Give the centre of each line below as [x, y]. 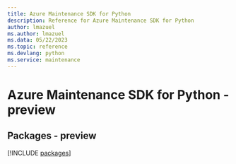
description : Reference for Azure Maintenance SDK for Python [101, 20]
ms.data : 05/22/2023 [38, 40]
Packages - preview [52, 136]
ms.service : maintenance [44, 60]
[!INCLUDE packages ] [39, 153]
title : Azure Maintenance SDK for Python [69, 14]
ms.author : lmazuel [36, 34]
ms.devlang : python [36, 54]
